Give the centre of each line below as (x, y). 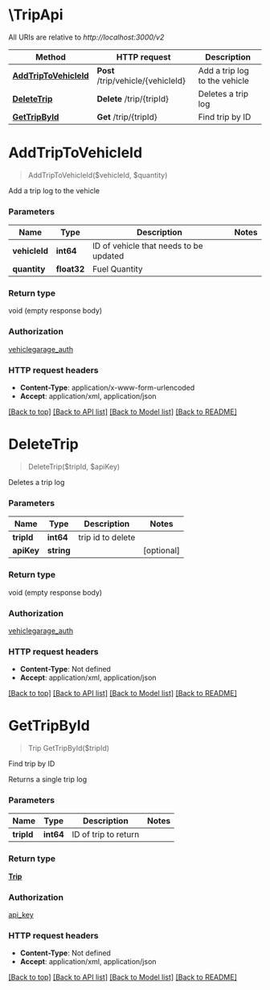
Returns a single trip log (48, 780)
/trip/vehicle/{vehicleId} (141, 81)
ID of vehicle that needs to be (147, 246)
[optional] (162, 551)
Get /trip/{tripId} (127, 117)
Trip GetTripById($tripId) (69, 748)
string (59, 551)
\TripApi (36, 15)
